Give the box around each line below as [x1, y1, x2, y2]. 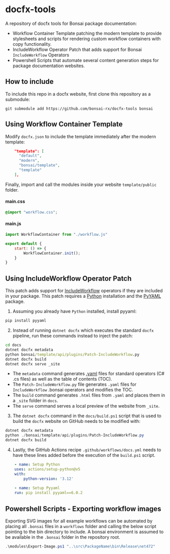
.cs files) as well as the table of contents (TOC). [12, 376, 113, 382]
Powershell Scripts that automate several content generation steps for [12, 57, 159, 63]
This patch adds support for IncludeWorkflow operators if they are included [5, 288, 163, 294]
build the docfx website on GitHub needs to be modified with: [12, 418, 141, 424]
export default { [5, 241, 42, 246]
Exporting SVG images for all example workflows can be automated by [5, 517, 153, 524]
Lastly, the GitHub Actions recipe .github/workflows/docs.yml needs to [12, 447, 161, 453]
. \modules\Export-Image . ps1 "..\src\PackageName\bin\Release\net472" [5, 544, 156, 549]
